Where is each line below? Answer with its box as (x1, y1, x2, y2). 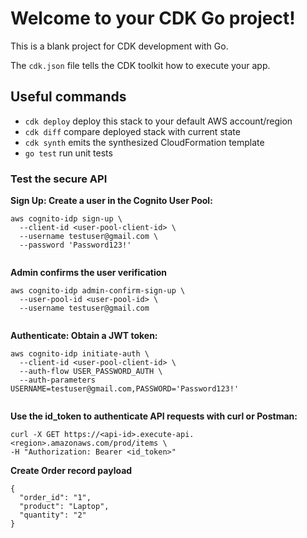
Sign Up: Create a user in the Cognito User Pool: (10, 195, 213, 207)
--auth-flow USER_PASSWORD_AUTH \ (19, 367, 163, 377)
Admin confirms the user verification (10, 267, 168, 279)
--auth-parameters (19, 375, 97, 386)
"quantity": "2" (19, 510, 87, 521)
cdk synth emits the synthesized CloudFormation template (24, 136, 265, 148)
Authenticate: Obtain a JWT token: (10, 330, 158, 342)
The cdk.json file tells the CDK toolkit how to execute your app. (10, 59, 271, 71)
